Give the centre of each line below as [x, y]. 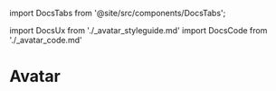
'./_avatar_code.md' [46, 40]
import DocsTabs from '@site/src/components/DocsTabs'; [118, 13]
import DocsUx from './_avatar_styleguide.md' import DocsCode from [138, 30]
